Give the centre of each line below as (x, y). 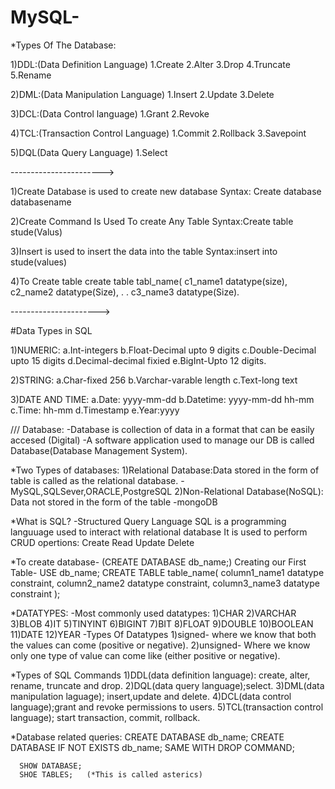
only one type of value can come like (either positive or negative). (145, 655)
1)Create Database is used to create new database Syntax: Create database (166, 191)
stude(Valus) (36, 232)
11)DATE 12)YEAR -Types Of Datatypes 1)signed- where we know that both (163, 634)
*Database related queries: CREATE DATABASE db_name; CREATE (147, 737)
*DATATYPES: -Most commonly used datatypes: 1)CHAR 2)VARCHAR (153, 613)
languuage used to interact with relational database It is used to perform (159, 532)
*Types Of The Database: (63, 45)
